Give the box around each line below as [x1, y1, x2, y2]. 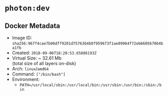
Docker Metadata [5, 21, 60, 30]
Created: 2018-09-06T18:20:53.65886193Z [12, 50, 97, 55]
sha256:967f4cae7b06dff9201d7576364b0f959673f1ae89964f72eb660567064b [12, 41, 163, 46]
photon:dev [5, 3, 50, 13]
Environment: [12, 76, 40, 82]
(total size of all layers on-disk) [12, 60, 76, 66]
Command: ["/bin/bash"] [12, 71, 66, 77]
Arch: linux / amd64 [12, 66, 49, 71]
